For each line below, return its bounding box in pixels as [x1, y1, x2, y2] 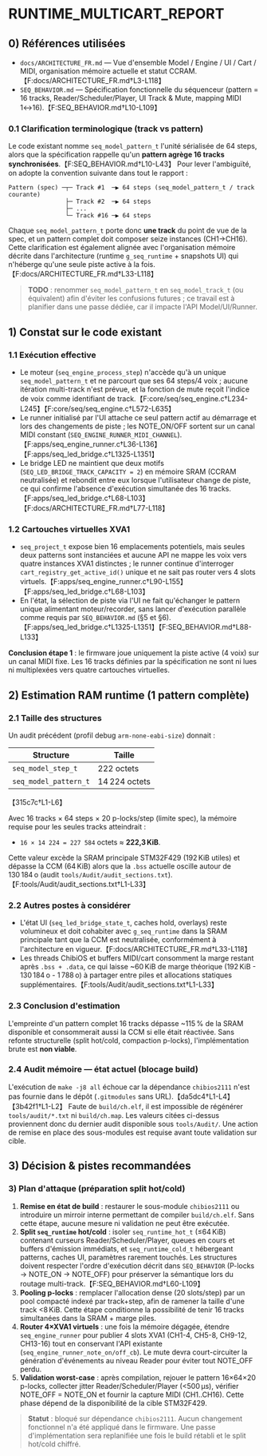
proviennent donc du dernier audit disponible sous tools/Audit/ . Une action [8, 1119, 259, 1128]
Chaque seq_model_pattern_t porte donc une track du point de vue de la [8, 225, 247, 236]
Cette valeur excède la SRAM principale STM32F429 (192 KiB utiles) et [8, 853, 241, 862]
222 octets [97, 762, 139, 774]
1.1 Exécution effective [8, 349, 96, 360]
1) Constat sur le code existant [8, 325, 162, 339]
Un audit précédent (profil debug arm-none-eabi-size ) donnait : [8, 730, 216, 740]
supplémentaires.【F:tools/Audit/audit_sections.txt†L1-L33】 [19, 980, 219, 989]
